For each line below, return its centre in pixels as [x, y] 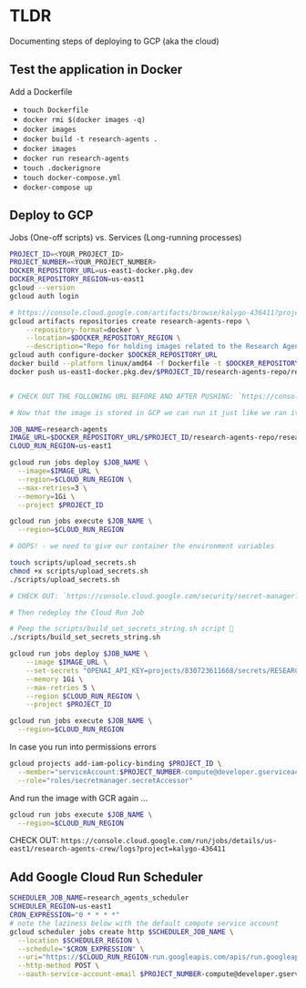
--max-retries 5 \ [61, 688]
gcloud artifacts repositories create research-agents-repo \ [130, 321]
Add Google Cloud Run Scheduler [106, 876]
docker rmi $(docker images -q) [84, 119]
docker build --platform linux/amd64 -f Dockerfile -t [116, 364]
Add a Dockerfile [41, 91]
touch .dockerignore [61, 168]
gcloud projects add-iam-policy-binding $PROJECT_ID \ [116, 764]
